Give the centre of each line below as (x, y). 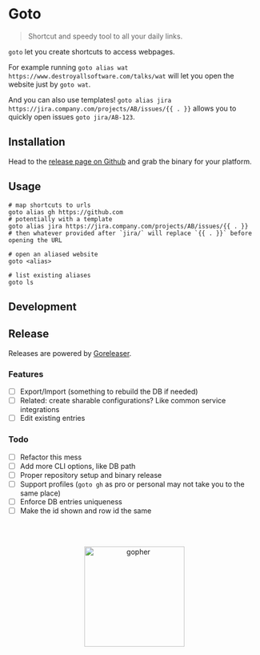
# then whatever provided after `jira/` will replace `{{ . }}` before (130, 233)
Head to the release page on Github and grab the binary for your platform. (130, 161)
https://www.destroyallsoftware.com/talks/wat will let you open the (121, 75)
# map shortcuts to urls (50, 205)
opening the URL (35, 240)
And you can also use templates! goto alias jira (90, 99)
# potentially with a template (60, 219)
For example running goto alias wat (68, 67)
